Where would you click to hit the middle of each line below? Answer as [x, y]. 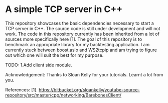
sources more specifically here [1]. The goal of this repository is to [74, 39]
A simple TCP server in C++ [64, 9]
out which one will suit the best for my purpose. [54, 55]
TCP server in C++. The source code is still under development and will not [83, 28]
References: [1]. [21, 89]
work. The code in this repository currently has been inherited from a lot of [82, 34]
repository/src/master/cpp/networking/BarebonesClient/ [63, 95]
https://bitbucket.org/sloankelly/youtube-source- [89, 89]
